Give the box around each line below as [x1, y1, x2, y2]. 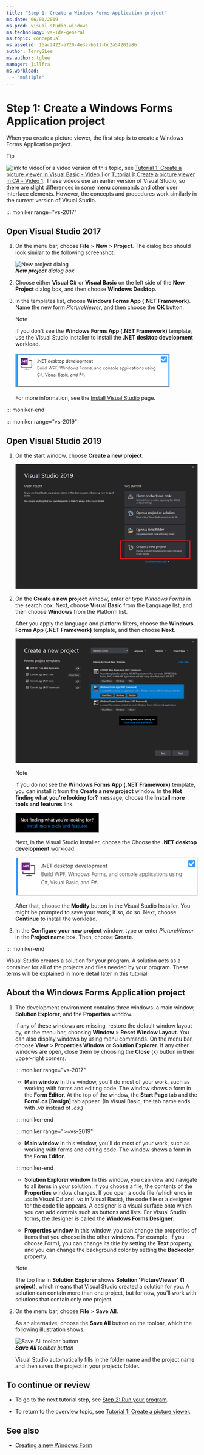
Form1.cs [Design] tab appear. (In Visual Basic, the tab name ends [24, 1097, 191, 1105]
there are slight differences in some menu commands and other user [6, 183, 178, 191]
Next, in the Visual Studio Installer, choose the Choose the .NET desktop [15, 839, 197, 846]
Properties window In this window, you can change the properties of [24, 1226, 197, 1234]
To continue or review [6, 1379, 90, 1390]
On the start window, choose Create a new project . [15, 452, 144, 459]
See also [6, 1425, 39, 1435]
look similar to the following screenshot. [15, 249, 115, 256]
